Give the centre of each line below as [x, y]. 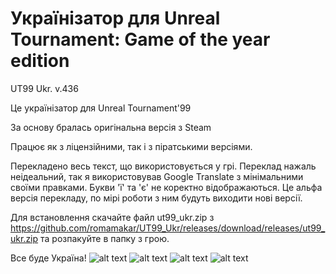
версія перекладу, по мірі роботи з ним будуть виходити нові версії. [156, 198]
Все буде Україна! [48, 258]
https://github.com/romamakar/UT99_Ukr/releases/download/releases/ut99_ [168, 228]
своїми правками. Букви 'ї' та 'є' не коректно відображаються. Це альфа [166, 187]
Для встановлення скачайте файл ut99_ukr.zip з [112, 217]
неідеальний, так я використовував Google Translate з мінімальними [157, 176]
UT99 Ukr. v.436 [44, 88]
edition [40, 61]
